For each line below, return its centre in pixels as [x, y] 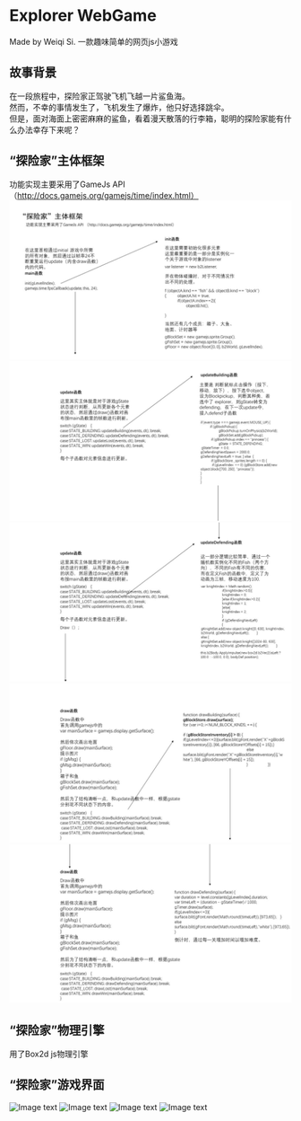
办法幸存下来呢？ [48, 129]
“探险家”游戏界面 [57, 1085]
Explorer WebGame [83, 16]
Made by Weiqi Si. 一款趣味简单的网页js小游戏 [94, 41]
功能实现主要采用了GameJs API [67, 184]
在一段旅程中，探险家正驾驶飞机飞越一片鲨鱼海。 [99, 96]
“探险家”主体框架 [57, 161]
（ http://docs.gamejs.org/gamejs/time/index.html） [104, 195]
